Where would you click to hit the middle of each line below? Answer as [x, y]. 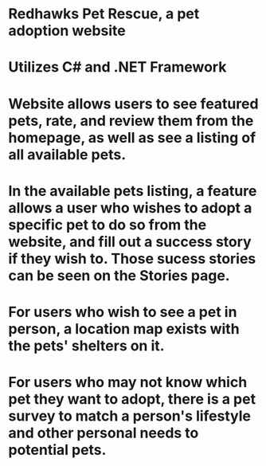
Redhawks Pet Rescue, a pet [104, 14]
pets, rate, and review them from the [131, 121]
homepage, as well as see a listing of [132, 137]
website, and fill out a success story [130, 242]
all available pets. [67, 154]
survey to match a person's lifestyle [130, 416]
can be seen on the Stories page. [119, 275]
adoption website [67, 31]
